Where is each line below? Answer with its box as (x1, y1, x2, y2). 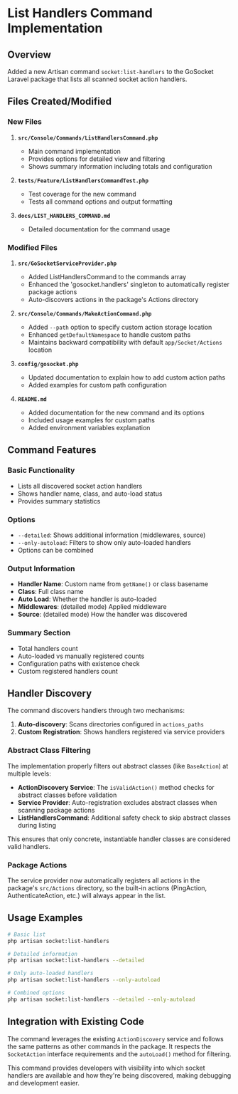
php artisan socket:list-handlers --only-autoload (7, 976, 161, 984)
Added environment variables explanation (28, 423, 151, 432)
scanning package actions (17, 806, 95, 814)
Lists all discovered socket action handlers (17, 481, 143, 490)
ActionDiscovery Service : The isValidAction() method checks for (17, 783, 215, 791)
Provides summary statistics (17, 496, 101, 505)
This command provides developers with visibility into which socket (7, 1063, 205, 1072)
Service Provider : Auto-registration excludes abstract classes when (17, 798, 217, 806)
